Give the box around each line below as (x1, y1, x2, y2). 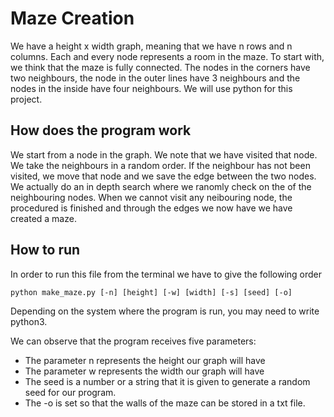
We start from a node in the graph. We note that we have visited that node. (10, 148, 318, 161)
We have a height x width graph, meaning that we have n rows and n (10, 40, 293, 52)
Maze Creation (10, 7, 135, 30)
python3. (10, 315, 48, 327)
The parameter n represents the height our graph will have (24, 354, 266, 366)
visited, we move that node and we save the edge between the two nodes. (10, 170, 317, 182)
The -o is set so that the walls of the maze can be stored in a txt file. (24, 397, 306, 409)
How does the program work (10, 122, 192, 139)
